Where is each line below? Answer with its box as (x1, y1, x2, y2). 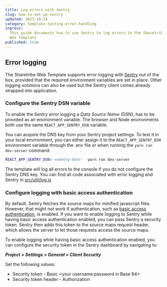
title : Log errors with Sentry (5, 7, 70, 12)
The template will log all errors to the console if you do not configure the (5, 166, 153, 172)
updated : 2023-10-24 (5, 16, 48, 21)
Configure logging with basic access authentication (5, 189, 133, 196)
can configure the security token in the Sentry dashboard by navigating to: (5, 242, 158, 248)
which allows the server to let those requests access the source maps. (5, 227, 150, 233)
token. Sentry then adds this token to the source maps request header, (5, 222, 150, 228)
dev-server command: (5, 147, 51, 153)
